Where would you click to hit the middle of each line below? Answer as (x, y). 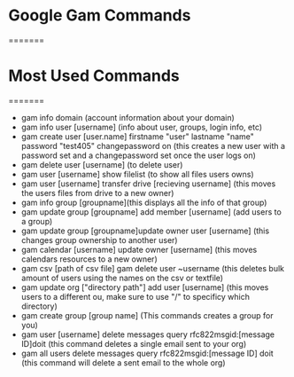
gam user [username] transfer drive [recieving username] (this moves (148, 184)
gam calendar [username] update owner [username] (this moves (139, 249)
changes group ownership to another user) (99, 240)
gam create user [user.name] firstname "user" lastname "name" (137, 136)
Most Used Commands (94, 76)
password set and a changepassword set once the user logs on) (138, 155)
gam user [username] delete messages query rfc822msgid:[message (148, 334)
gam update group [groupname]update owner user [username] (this (145, 231)
